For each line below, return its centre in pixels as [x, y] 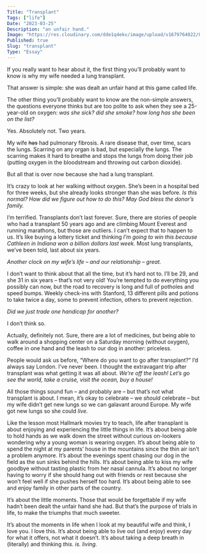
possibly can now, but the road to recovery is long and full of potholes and [101, 286]
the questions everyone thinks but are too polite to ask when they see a [97, 106]
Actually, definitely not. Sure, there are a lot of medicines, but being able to [101, 335]
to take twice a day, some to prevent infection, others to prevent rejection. [100, 299]
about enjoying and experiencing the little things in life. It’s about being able [102, 429]
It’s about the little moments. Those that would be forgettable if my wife [97, 500]
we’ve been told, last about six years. [54, 250]
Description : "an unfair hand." [48, 29]
